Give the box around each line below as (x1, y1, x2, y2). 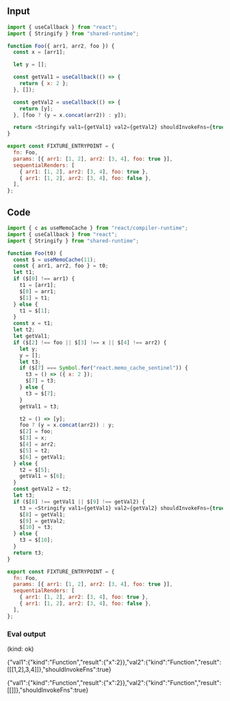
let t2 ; (13, 326, 36, 334)
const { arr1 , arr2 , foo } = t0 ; (13, 262, 109, 270)
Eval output (7, 629, 47, 639)
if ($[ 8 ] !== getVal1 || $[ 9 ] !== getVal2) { (13, 498, 146, 505)
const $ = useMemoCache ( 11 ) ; (13, 256, 97, 263)
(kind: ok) (7, 645, 34, 653)
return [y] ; (19, 105, 53, 112)
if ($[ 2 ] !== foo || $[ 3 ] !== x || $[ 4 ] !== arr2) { (13, 339, 167, 346)
